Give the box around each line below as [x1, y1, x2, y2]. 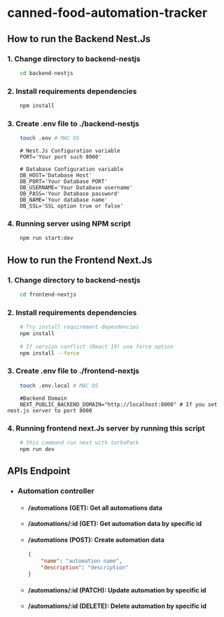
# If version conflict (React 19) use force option [20, 343, 174, 350]
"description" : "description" [41, 564, 129, 571]
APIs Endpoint [7, 465, 71, 477]
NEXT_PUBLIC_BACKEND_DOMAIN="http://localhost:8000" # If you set [20, 401, 218, 408]
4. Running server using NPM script [7, 219, 131, 229]
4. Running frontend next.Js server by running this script [7, 423, 205, 433]
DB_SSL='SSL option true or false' [20, 203, 124, 210]
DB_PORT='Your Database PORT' [20, 178, 108, 185]
